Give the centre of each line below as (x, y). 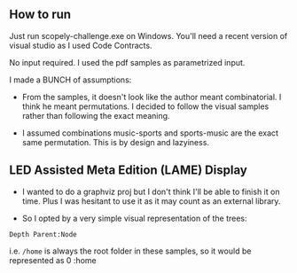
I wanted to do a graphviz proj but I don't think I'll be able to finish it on (151, 191)
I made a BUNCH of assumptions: (70, 80)
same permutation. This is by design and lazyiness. (116, 142)
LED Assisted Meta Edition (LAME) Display (129, 171)
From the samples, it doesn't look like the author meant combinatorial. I (152, 97)
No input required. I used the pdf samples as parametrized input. (127, 62)
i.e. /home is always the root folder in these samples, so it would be (130, 251)
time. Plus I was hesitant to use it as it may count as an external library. (151, 201)
